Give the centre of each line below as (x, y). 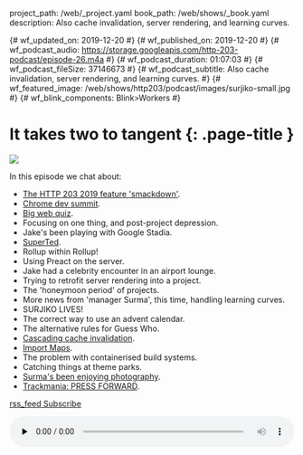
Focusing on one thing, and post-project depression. (120, 223)
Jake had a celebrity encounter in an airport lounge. (119, 270)
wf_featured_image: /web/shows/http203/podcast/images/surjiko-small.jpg (150, 88)
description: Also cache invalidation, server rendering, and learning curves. (150, 23)
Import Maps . (47, 347)
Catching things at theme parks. (82, 366)
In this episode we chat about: (66, 176)
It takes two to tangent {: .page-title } (152, 134)
